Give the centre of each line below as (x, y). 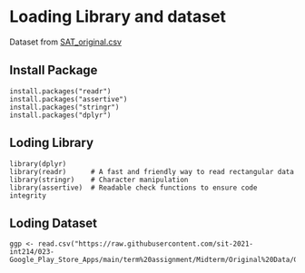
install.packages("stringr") (64, 107)
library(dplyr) (38, 164)
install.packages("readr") (60, 91)
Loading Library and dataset (118, 17)
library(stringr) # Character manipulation (99, 180)
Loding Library (51, 143)
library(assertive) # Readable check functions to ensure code (133, 188)
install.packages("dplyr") (60, 115)
